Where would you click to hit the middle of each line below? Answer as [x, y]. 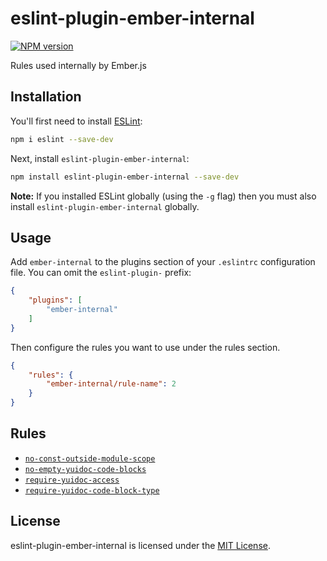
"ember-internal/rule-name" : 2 [111, 384]
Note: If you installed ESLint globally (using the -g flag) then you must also [163, 196]
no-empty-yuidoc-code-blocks [85, 469]
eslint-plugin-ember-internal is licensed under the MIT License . [140, 545]
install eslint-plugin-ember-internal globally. [105, 206]
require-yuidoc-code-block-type [92, 490]
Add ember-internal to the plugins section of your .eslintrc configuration [163, 262]
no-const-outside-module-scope [90, 458]
